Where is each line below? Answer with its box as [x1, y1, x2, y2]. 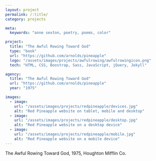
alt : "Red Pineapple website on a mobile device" [14, 136, 120, 141]
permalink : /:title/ [5, 12, 49, 17]
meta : [5, 25, 17, 30]
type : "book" [10, 48, 37, 53]
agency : [5, 71, 22, 76]
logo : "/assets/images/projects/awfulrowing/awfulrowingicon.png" [10, 58, 151, 63]
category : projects [5, 16, 46, 21]
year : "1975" [10, 85, 37, 90]
